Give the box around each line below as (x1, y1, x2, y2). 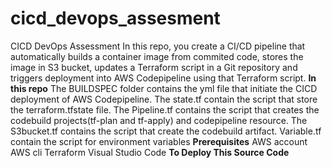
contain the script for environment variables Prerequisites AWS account (10, 135, 308, 147)
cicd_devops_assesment (10, 7, 221, 30)
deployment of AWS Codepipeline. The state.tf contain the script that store (10, 93, 318, 105)
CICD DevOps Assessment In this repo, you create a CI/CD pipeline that (10, 40, 306, 52)
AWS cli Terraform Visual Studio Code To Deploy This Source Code (10, 146, 290, 158)
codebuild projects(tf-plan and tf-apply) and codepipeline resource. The (10, 114, 308, 126)
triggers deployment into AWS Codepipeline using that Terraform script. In (10, 72, 317, 84)
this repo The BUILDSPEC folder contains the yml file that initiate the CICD (10, 82, 318, 94)
